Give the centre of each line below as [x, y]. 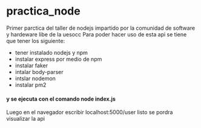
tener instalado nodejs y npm [51, 52]
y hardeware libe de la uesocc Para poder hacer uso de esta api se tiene [97, 34]
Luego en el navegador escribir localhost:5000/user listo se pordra [90, 112]
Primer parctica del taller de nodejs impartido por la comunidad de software [101, 28]
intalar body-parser [39, 72]
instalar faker [31, 66]
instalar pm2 [31, 85]
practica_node [43, 11]
